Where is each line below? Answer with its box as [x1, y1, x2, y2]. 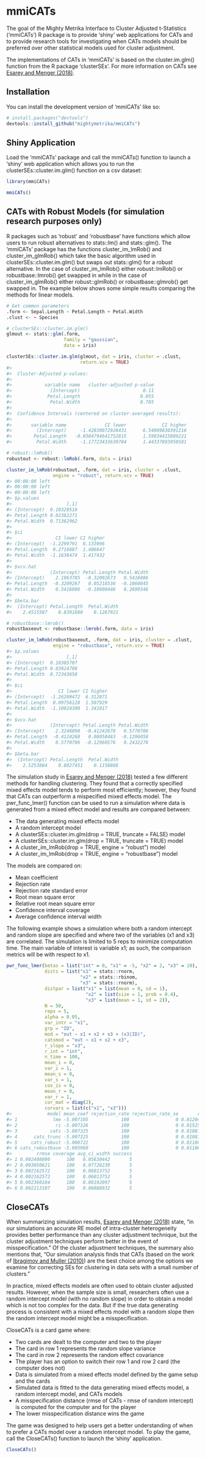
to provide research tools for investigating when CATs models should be [6, 37, 187, 45]
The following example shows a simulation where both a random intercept [6, 925, 192, 932]
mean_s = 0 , [45, 1071, 75, 1077]
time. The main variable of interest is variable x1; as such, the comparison [6, 945, 191, 952]
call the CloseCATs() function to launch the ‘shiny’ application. [6, 1435, 162, 1442]
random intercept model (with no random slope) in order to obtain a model [6, 1295, 193, 1302]
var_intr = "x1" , [45, 1020, 88, 1026]
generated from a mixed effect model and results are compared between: [6, 806, 191, 813]
